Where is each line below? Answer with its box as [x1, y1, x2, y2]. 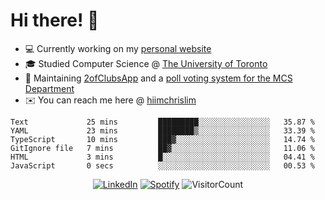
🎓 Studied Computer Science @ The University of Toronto [24, 57, 268, 69]
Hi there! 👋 [10, 9, 100, 32]
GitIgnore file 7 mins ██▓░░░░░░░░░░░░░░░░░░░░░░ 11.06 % [10, 143, 315, 153]
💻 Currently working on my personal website [24, 42, 212, 54]
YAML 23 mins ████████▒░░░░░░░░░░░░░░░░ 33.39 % [10, 125, 315, 136]
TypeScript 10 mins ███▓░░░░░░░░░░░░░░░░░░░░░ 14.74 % [10, 134, 315, 144]
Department [24, 82, 75, 94]
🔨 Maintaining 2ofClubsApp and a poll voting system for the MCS [24, 72, 293, 84]
